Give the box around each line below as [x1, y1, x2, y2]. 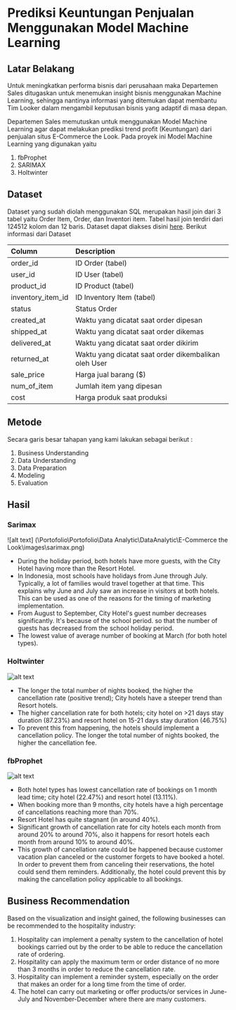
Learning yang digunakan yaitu [7, 140, 97, 148]
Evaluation [17, 478, 48, 487]
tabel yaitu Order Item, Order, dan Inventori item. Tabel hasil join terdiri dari [7, 214, 223, 223]
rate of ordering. [17, 950, 65, 958]
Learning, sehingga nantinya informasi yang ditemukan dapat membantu [7, 96, 217, 105]
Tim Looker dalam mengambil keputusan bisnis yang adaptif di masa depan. [7, 104, 228, 112]
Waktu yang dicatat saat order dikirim [74, 338, 199, 348]
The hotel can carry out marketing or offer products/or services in [17, 987, 209, 995]
